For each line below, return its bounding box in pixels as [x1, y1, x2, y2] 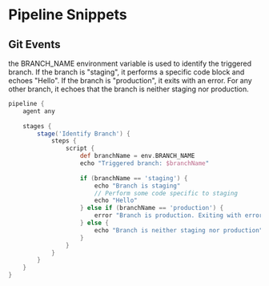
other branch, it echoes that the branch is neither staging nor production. [8, 84, 250, 94]
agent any [22, 107, 56, 115]
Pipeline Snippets [8, 6, 128, 24]
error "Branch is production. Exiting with [94, 211, 242, 220]
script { [65, 144, 94, 153]
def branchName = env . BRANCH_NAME [79, 152, 195, 160]
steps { [50, 137, 78, 145]
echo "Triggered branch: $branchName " [79, 159, 210, 167]
